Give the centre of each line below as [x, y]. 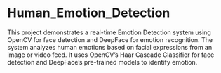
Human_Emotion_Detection [89, 13]
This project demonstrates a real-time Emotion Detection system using [109, 32]
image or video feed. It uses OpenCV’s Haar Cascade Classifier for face [111, 55]
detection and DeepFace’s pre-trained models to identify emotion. [102, 62]
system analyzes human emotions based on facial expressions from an [110, 47]
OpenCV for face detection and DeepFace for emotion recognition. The [110, 39]
